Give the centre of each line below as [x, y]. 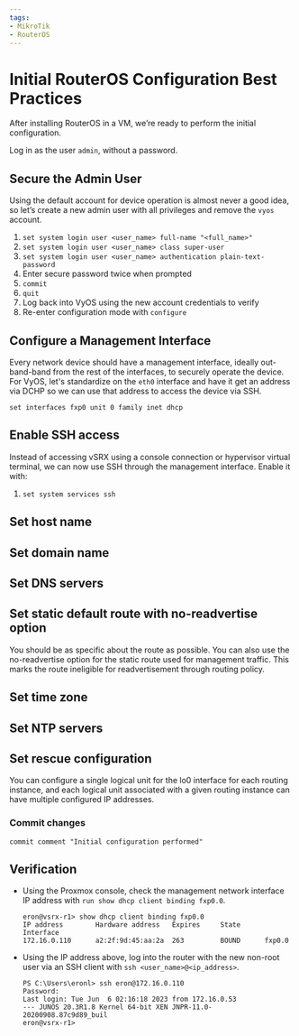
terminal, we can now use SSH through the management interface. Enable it [150, 467]
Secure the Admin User [76, 178]
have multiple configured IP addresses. [82, 800]
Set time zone [49, 697]
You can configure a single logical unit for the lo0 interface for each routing [149, 781]
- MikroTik [30, 26]
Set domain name [59, 553]
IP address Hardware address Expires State [131, 925]
